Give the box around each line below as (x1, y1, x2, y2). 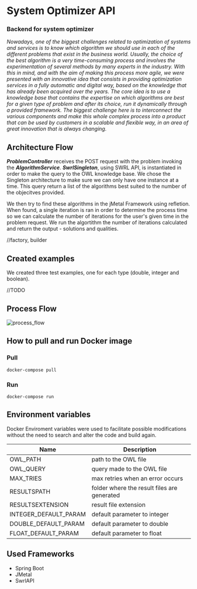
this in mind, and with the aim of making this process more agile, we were (6, 69, 185, 77)
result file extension (91, 501, 146, 509)
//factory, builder (6, 237, 47, 244)
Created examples (6, 254, 75, 263)
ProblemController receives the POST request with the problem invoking (6, 158, 182, 165)
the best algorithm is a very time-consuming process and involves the (6, 57, 176, 64)
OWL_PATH (9, 455, 42, 463)
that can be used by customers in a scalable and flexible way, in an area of (6, 119, 189, 126)
